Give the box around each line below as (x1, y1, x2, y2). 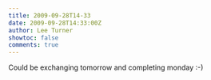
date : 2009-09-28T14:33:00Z (8, 19, 102, 27)
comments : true (8, 41, 59, 49)
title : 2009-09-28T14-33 (8, 11, 91, 20)
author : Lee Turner (8, 26, 74, 34)
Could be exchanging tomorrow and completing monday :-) (8, 63, 204, 72)
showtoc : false (8, 33, 59, 42)
